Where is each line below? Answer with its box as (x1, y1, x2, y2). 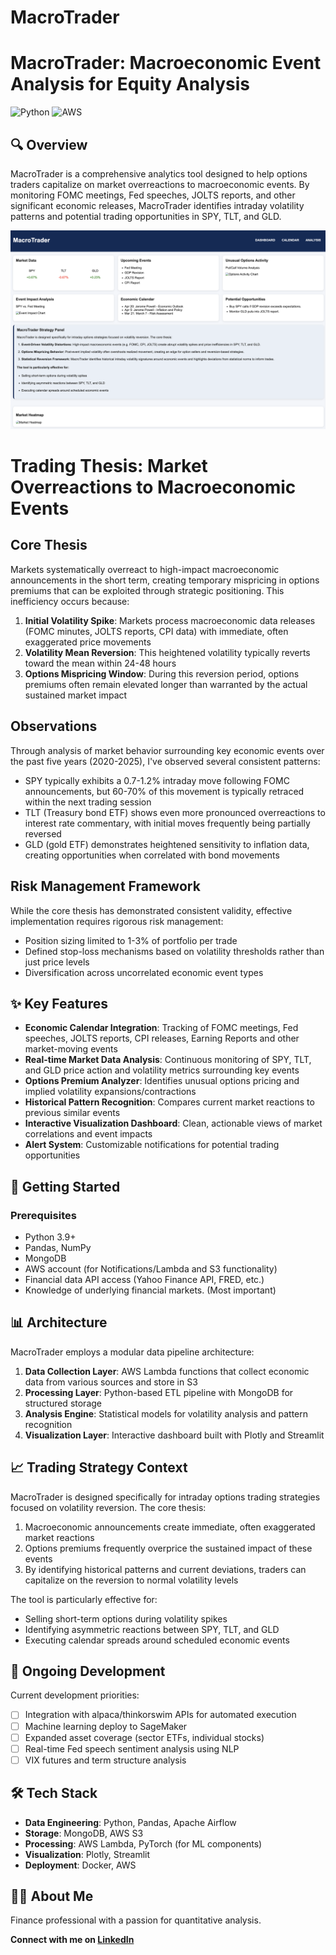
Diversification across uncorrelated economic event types (24, 966, 264, 978)
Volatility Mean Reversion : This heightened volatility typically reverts (24, 646, 311, 658)
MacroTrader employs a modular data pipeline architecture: (10, 1346, 255, 1358)
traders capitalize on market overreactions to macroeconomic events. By (10, 178, 310, 190)
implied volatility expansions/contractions (24, 1086, 197, 1098)
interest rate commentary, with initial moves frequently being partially (24, 817, 311, 829)
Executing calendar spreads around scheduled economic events (24, 1634, 290, 1646)
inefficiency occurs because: (10, 595, 130, 607)
